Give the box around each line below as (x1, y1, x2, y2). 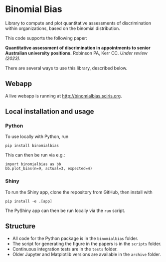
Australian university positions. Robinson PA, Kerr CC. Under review (5, 50, 148, 56)
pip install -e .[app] (5, 198, 52, 203)
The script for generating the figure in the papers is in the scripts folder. (12, 240, 162, 246)
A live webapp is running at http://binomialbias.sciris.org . (5, 92, 122, 98)
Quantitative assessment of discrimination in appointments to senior (5, 44, 151, 50)
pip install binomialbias (5, 143, 59, 148)
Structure (5, 222, 36, 230)
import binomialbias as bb (5, 161, 61, 167)
